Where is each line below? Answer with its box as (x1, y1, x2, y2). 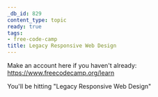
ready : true (7, 23, 42, 30)
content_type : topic (7, 17, 68, 24)
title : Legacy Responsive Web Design (7, 42, 117, 49)
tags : (7, 29, 23, 37)
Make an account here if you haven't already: (7, 62, 137, 69)
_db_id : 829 (7, 10, 42, 17)
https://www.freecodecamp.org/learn (7, 69, 115, 77)
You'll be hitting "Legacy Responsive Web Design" (7, 82, 152, 90)
